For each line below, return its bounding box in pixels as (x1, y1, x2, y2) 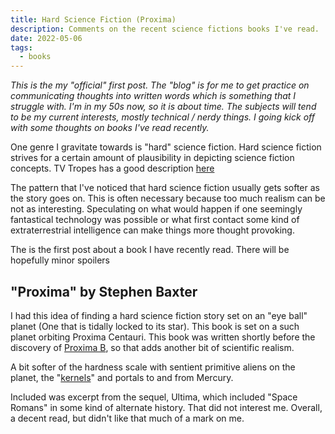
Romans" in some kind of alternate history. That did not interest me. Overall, (10, 401, 323, 413)
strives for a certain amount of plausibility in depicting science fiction (10, 152, 295, 164)
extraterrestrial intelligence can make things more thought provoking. (10, 224, 295, 236)
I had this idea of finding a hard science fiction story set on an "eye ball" (10, 309, 308, 321)
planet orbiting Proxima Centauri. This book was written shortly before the (10, 331, 316, 343)
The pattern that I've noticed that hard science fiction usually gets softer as (10, 182, 320, 194)
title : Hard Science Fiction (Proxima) (10, 14, 177, 25)
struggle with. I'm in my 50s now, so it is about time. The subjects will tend (10, 101, 317, 113)
